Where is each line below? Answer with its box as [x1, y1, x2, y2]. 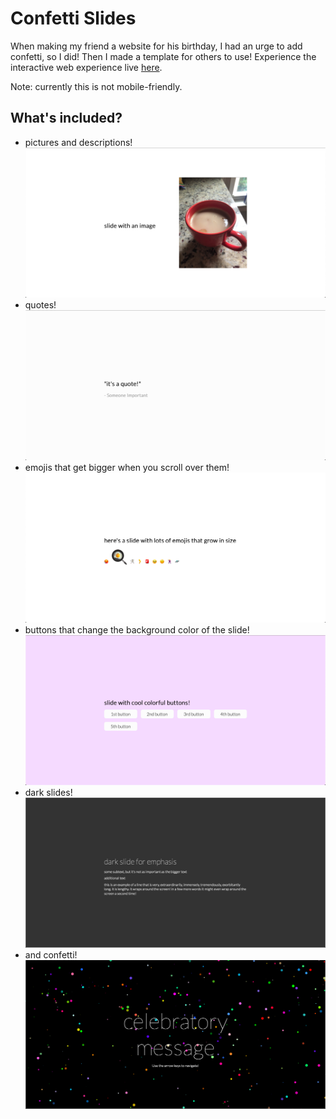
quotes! [24, 298, 57, 311]
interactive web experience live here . [10, 61, 163, 73]
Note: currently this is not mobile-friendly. [10, 80, 183, 92]
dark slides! [24, 786, 73, 798]
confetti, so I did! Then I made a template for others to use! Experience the [10, 50, 317, 62]
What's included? [10, 110, 123, 127]
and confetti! [24, 948, 78, 961]
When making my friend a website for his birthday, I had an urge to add [10, 40, 303, 52]
